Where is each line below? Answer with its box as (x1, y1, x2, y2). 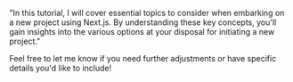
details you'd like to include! (9, 62, 112, 73)
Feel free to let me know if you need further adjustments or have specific (9, 53, 277, 63)
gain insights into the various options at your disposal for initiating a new (9, 27, 275, 37)
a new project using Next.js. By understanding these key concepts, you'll (9, 17, 277, 28)
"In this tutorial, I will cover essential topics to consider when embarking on (9, 8, 285, 18)
